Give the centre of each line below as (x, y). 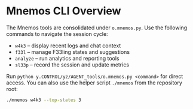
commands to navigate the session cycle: (57, 34)
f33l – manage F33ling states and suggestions (72, 52)
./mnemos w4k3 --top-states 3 (44, 100)
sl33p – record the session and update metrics (72, 65)
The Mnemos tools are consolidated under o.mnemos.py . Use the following (97, 28)
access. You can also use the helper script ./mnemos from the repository (94, 83)
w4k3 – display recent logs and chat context (68, 46)
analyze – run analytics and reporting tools (67, 58)
